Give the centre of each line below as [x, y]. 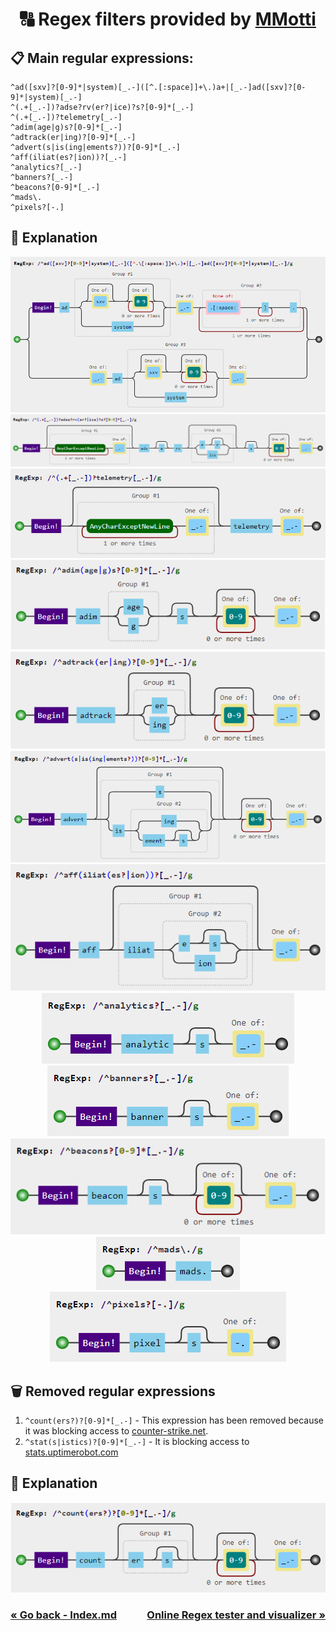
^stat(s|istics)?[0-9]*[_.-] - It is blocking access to [137, 1441]
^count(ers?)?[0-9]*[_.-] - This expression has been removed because [174, 1420]
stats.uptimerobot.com [71, 1452]
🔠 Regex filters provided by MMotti [168, 19]
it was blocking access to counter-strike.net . [116, 1431]
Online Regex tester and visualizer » [236, 1615]
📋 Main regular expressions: [102, 58]
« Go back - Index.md [64, 1615]
